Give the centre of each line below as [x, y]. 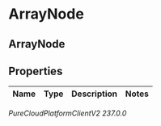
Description [94, 94]
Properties [36, 71]
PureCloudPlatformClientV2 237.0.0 [68, 113]
